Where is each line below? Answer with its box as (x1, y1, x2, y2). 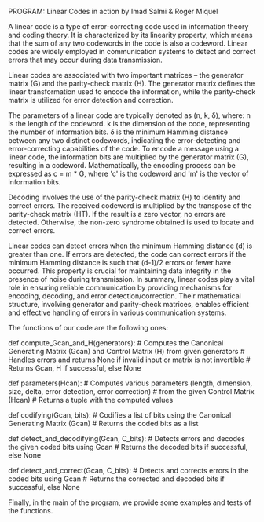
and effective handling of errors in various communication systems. (8, 308, 227, 317)
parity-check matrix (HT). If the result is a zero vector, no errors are (8, 210, 226, 218)
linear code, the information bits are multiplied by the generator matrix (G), (8, 152, 249, 162)
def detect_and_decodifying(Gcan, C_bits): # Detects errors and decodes (8, 434, 245, 443)
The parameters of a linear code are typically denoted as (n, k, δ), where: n (8, 111, 251, 120)
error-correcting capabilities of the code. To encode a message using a (8, 144, 240, 153)
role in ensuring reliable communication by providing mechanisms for (8, 283, 233, 292)
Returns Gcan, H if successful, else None (8, 363, 141, 372)
